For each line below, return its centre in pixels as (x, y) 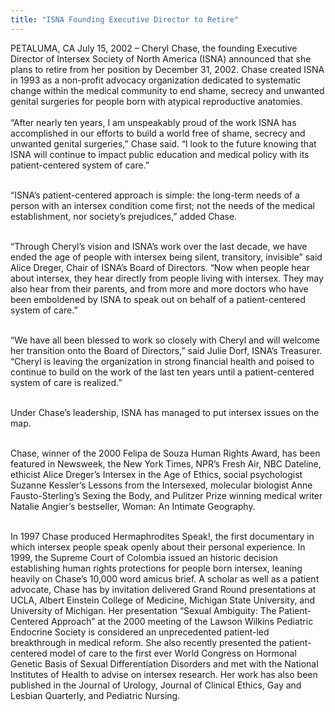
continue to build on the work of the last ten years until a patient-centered (162, 372)
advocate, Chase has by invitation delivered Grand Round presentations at (163, 589)
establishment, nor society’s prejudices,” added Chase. (124, 216)
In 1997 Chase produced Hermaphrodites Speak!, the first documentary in (162, 536)
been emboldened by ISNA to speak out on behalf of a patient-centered (158, 299)
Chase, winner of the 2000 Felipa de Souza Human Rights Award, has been (165, 453)
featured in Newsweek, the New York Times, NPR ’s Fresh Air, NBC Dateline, (166, 463)
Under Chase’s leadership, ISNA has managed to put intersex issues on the (165, 412)
